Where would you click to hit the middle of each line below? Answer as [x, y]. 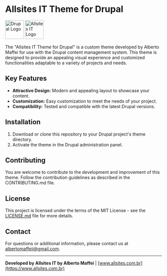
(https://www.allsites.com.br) [35, 268]
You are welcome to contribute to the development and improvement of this [83, 172]
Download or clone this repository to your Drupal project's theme [79, 134]
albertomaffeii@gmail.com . [33, 249]
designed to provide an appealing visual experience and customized [75, 57]
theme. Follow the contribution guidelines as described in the [68, 177]
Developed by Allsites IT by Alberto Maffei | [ [52, 263]
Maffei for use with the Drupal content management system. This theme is [81, 52]
